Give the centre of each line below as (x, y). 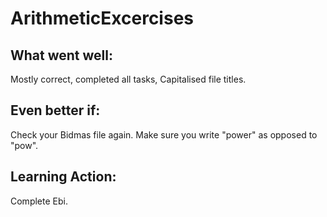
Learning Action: (63, 177)
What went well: (62, 55)
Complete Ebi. (39, 201)
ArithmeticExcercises (102, 18)
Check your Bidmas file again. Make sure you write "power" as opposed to (164, 134)
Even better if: (55, 110)
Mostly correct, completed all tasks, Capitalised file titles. (128, 79)
